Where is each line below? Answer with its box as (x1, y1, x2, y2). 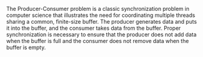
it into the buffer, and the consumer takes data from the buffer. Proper (6, 24, 181, 32)
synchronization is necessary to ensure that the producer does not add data (6, 31, 197, 38)
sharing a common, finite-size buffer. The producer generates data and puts (6, 18, 198, 25)
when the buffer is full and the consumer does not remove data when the (6, 38, 190, 44)
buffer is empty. (6, 44, 46, 51)
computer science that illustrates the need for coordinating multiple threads (6, 12, 196, 19)
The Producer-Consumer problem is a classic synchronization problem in (6, 5, 190, 12)
